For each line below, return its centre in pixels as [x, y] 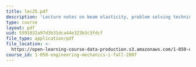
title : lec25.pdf [27, 11]
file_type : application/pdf [40, 38]
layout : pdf [20, 28]
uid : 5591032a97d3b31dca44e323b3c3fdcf [55, 33]
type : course [22, 22]
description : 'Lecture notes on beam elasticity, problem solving [88, 17]
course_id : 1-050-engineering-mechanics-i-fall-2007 [71, 55]
